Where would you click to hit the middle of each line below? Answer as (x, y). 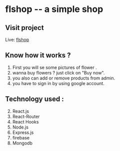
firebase (21, 137)
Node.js (20, 127)
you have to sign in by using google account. (58, 83)
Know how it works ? (38, 55)
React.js (21, 111)
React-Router (26, 116)
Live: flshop (17, 39)
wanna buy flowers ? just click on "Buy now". (59, 72)
